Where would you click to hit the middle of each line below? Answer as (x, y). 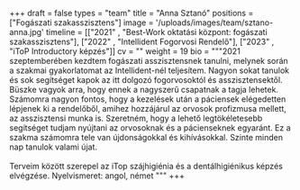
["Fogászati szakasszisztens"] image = (82, 23)
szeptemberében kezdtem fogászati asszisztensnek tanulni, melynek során (149, 61)
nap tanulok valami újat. (53, 147)
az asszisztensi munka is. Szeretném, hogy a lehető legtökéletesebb (136, 118)
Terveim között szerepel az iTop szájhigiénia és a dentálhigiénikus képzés (146, 166)
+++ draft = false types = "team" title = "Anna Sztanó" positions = (132, 13)
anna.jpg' (27, 32)
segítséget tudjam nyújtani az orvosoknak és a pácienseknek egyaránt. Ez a (150, 128)
